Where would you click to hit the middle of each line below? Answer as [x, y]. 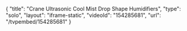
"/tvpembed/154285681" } [38, 22]
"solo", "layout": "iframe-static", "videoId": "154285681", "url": [83, 15]
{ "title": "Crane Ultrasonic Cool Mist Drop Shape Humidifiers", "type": [93, 9]
